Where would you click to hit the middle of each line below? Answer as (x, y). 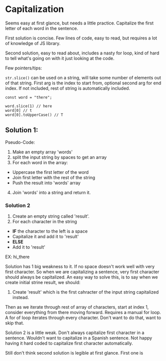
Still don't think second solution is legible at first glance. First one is (74, 353)
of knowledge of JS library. (33, 43)
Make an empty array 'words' (42, 152)
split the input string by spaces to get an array (59, 157)
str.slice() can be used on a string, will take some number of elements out (83, 77)
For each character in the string (44, 222)
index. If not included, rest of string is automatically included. (68, 88)
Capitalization (35, 9)
